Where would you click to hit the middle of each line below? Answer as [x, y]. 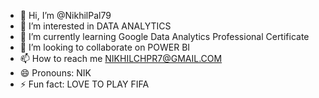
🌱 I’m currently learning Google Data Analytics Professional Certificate [164, 36]
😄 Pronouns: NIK [55, 73]
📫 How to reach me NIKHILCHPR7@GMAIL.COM [121, 58]
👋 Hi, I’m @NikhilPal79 [65, 15]
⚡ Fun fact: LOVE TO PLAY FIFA [84, 84]
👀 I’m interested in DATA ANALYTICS [95, 26]
